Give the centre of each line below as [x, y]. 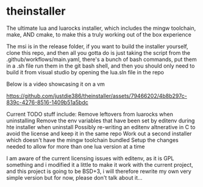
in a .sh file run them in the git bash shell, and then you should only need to [101, 66]
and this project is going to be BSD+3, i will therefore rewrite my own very [99, 171]
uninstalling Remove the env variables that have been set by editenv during [101, 121]
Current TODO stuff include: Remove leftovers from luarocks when [90, 114]
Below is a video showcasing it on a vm [56, 84]
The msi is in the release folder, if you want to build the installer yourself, [97, 46]
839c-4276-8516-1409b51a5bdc [47, 102]
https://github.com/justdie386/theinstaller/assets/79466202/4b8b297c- [97, 96]
